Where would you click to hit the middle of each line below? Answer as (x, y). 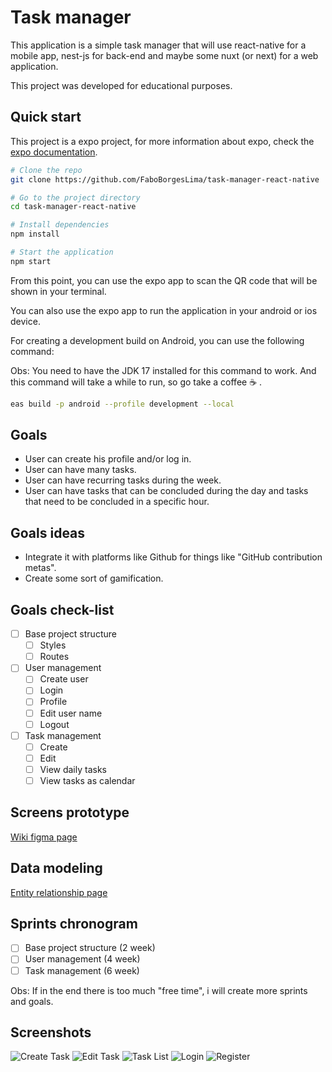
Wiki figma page (44, 837)
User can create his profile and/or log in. (108, 459)
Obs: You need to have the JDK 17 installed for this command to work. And (163, 370)
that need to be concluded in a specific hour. (117, 502)
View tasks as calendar (87, 780)
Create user (64, 679)
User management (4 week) (82, 959)
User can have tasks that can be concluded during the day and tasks (166, 491)
